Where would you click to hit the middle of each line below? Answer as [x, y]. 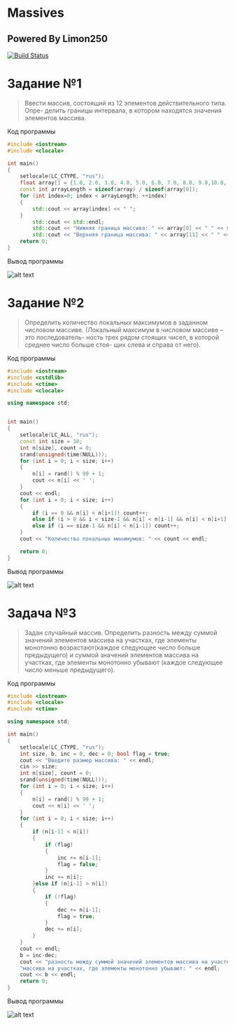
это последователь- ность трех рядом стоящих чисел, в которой [122, 337]
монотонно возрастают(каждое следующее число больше [112, 647]
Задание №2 [46, 303]
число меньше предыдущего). [70, 670]
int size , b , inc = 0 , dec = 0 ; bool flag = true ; [95, 754]
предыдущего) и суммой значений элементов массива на [112, 654]
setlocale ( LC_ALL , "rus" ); [59, 435]
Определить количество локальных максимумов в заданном [116, 322]
